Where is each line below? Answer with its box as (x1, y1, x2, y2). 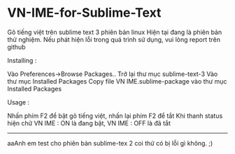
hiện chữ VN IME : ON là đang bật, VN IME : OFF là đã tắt (7, 118, 171, 127)
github (7, 43, 26, 51)
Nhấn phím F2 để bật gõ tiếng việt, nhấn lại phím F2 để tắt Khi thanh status (7, 111, 223, 120)
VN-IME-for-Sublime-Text (7, 5, 162, 21)
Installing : (7, 56, 37, 64)
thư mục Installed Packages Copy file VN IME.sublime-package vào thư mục (7, 77, 227, 85)
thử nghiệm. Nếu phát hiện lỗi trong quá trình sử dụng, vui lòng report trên (7, 35, 220, 43)
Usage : (7, 98, 30, 106)
